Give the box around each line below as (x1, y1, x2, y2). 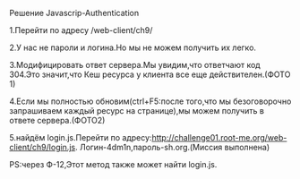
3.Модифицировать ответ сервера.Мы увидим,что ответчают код (9, 60, 261, 70)
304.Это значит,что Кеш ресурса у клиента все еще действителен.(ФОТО (9, 69, 291, 80)
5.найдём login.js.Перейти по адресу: (9, 132, 152, 142)
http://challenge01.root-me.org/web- (151, 132, 287, 142)
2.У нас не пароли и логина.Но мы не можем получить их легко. (9, 42, 257, 53)
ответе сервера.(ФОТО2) (9, 115, 106, 125)
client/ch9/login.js (9, 142, 76, 152)
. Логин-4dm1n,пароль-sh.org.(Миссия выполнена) (74, 142, 270, 152)
